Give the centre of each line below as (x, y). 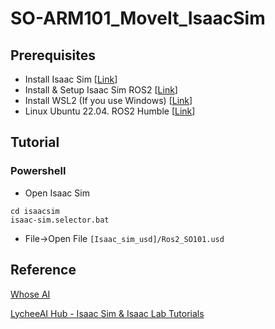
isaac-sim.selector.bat (60, 220)
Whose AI (30, 294)
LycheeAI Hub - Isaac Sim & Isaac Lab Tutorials (107, 313)
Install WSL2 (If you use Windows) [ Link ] (108, 100)
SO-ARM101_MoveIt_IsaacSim (138, 18)
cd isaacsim (35, 211)
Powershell (38, 171)
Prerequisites (53, 55)
